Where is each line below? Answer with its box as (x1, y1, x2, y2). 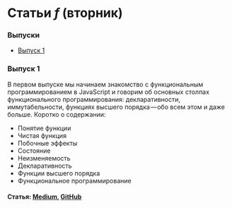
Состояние (17, 146, 51, 155)
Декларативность (17, 161, 72, 170)
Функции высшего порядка (17, 168, 100, 178)
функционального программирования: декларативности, (7, 95, 181, 103)
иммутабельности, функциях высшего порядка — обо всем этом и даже (7, 103, 225, 111)
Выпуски (7, 30, 40, 40)
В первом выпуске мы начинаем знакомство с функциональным (7, 80, 204, 88)
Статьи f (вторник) (7, 5, 123, 21)
